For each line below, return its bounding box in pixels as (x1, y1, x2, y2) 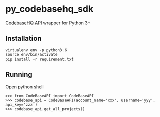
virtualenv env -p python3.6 (5, 47, 67, 53)
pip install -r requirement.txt (5, 56, 74, 62)
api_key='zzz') (5, 102, 38, 107)
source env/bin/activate (5, 52, 58, 57)
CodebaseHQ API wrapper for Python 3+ (5, 20, 91, 26)
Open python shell (5, 84, 44, 90)
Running (5, 70, 33, 79)
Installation (5, 34, 42, 43)
